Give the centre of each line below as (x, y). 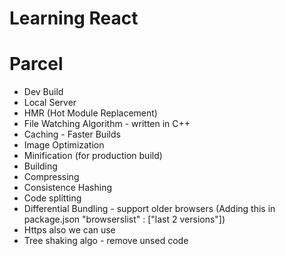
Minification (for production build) (93, 156)
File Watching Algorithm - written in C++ (107, 124)
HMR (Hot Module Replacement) (90, 113)
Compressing (51, 177)
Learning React (74, 18)
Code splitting (52, 198)
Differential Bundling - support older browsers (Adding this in (149, 209)
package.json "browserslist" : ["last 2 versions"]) (124, 219)
